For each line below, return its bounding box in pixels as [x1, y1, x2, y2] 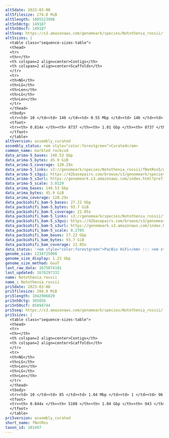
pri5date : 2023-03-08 [5, 284, 51, 289]
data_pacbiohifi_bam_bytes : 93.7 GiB [5, 237, 84, 242]
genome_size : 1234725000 [5, 251, 57, 256]
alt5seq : [5, 31, 24, 36]
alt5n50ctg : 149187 [5, 21, 46, 27]
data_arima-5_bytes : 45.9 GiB [5, 157, 69, 162]
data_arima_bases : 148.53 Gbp [5, 186, 69, 191]
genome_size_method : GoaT [5, 261, 59, 266]
